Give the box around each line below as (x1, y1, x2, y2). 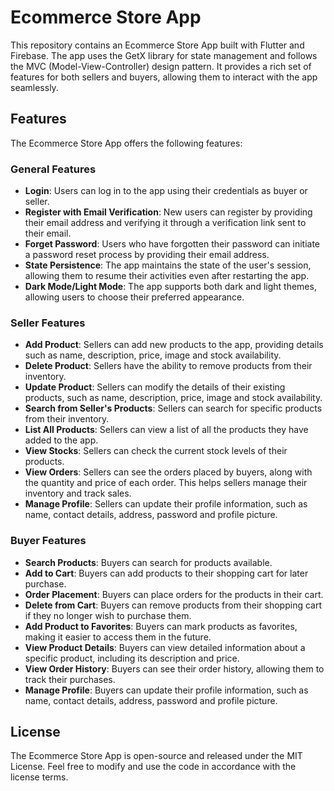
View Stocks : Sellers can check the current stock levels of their (24, 445, 288, 457)
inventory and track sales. (24, 487, 132, 500)
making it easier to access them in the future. (24, 631, 212, 643)
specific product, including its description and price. (24, 652, 240, 664)
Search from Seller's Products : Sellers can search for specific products (24, 402, 323, 415)
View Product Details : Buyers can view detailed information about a (24, 641, 306, 653)
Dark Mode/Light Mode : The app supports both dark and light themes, (24, 281, 317, 293)
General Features (10, 162, 97, 176)
